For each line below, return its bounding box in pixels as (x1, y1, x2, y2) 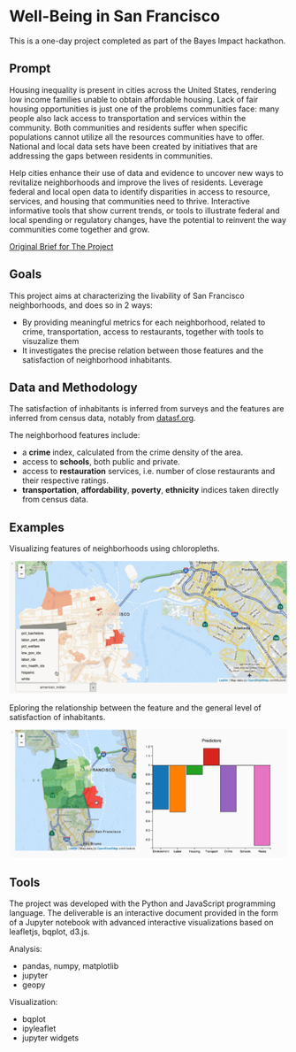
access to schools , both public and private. (21, 457, 181, 467)
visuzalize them (21, 335, 80, 346)
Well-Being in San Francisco (9, 6, 221, 27)
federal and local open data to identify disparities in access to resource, (9, 186, 271, 196)
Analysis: (9, 943, 42, 954)
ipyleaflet (21, 1023, 57, 1033)
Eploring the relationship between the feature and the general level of (9, 702, 262, 713)
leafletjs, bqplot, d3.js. (9, 926, 90, 937)
